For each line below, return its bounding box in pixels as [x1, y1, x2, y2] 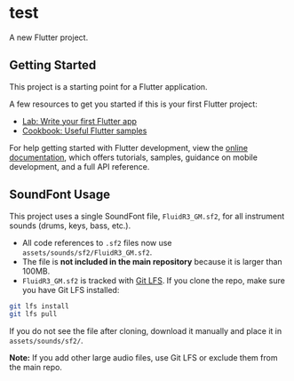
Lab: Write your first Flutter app [21, 115, 138, 126]
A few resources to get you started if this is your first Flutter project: [9, 99, 258, 109]
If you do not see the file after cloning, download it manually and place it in [9, 326, 282, 337]
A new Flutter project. [9, 32, 89, 43]
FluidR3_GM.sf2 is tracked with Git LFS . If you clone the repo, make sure [21, 274, 286, 286]
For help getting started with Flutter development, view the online [9, 142, 249, 153]
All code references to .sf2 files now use [21, 237, 172, 248]
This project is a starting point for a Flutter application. [9, 81, 208, 91]
